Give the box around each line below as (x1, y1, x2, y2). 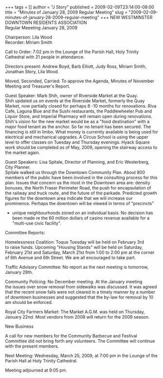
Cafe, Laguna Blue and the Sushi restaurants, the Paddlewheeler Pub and (5, 108, 152, 114)
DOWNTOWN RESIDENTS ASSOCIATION (5, 19, 87, 25)
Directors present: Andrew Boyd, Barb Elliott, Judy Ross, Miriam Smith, (5, 63, 147, 69)
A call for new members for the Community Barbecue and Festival (5, 333, 137, 339)
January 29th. (5, 269, 33, 275)
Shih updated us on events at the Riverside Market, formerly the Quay (5, 98, 145, 104)
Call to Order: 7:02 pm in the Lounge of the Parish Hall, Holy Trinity (5, 49, 139, 55)
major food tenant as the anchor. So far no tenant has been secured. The (5, 124, 151, 130)
